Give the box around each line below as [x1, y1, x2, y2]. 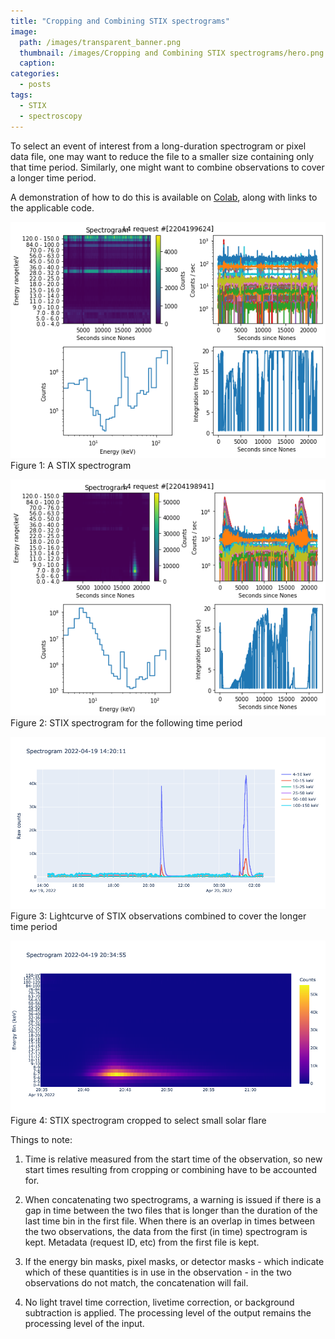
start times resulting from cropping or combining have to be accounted [24, 1164, 317, 1176]
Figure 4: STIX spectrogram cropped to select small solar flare [10, 1115, 267, 1127]
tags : [10, 90, 33, 100]
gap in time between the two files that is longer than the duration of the [24, 1205, 318, 1217]
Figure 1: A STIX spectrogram [10, 459, 132, 471]
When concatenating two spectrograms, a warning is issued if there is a [24, 1194, 322, 1206]
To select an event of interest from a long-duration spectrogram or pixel [10, 140, 307, 152]
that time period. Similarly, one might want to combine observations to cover [10, 161, 325, 173]
